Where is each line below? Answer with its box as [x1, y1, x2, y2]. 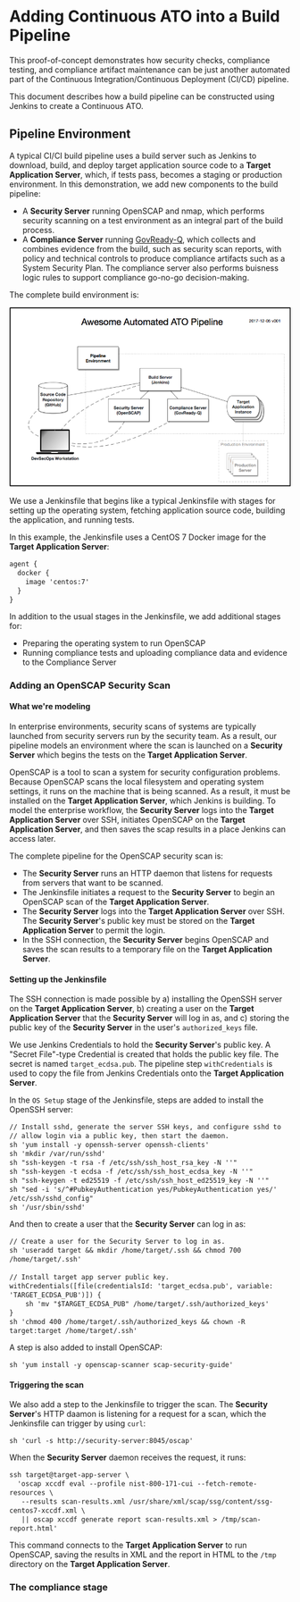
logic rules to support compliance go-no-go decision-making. [21, 272, 250, 282]
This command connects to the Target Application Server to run [9, 1539, 247, 1551]
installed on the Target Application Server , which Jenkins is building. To [9, 795, 277, 806]
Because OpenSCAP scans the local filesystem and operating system [9, 776, 265, 787]
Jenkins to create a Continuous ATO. [9, 100, 145, 111]
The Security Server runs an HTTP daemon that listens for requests [21, 868, 273, 879]
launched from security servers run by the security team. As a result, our [9, 731, 277, 742]
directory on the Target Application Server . [9, 1559, 171, 1570]
